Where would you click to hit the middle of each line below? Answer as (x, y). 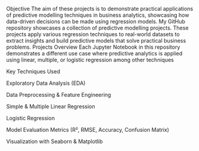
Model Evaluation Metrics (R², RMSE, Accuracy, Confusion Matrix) (88, 130)
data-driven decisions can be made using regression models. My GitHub (96, 21)
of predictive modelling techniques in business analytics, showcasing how (98, 15)
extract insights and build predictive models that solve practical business (96, 41)
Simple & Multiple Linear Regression (51, 106)
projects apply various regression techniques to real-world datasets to (93, 34)
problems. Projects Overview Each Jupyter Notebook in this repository (93, 47)
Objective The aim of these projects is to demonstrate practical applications (100, 9)
